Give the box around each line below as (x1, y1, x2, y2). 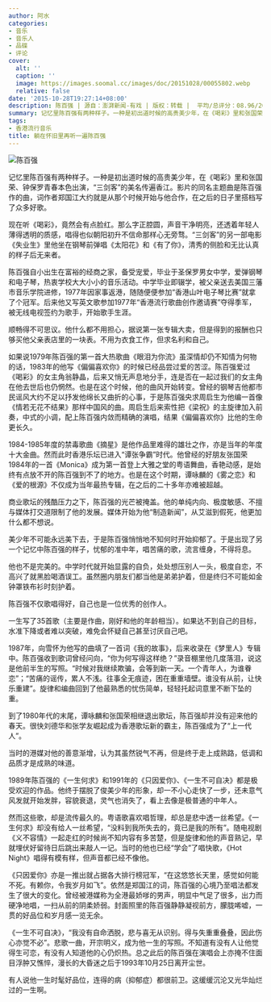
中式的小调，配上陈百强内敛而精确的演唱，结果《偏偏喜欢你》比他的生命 (22, 412, 263, 422)
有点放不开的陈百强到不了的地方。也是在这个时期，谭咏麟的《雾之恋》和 (15, 470, 256, 479)
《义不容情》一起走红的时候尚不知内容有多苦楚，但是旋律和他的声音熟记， (8, 833, 256, 842)
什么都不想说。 (8, 517, 58, 527)
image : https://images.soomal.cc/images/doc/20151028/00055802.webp (15, 79, 251, 87)
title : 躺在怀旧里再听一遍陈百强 (8, 132, 106, 140)
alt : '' (15, 65, 42, 73)
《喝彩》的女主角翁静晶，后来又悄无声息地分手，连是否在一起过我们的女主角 (8, 372, 263, 382)
